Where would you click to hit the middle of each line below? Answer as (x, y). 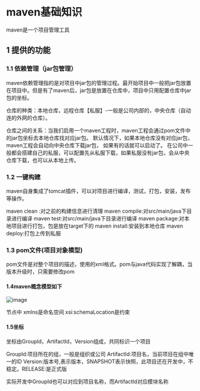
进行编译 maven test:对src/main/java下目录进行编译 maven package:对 (98, 218)
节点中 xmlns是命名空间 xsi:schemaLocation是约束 (68, 312)
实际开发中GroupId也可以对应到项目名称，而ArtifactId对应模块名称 (87, 381)
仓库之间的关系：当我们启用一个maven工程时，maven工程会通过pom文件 (96, 130)
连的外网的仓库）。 (28, 118)
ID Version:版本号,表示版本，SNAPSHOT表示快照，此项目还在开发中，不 (105, 361)
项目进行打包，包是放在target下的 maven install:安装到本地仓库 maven (97, 226)
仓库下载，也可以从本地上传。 (43, 160)
